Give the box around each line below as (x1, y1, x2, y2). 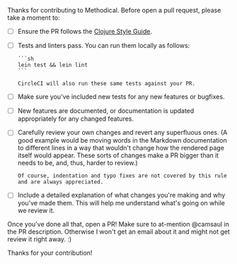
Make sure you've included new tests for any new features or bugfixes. (17, 92, 225, 101)
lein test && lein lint (17, 61, 88, 69)
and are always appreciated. (17, 179, 104, 186)
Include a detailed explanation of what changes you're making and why (17, 191, 226, 200)
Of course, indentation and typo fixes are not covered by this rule (17, 172, 228, 179)
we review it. (17, 206, 55, 215)
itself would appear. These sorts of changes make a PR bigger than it (17, 151, 219, 160)
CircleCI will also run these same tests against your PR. (17, 80, 196, 88)
